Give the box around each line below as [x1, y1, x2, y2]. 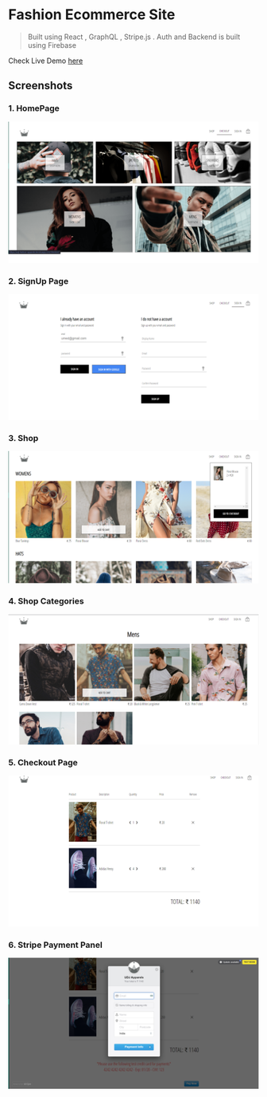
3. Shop [8, 432, 39, 443]
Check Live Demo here [8, 56, 83, 65]
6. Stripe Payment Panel [8, 939, 103, 950]
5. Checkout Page [8, 757, 78, 768]
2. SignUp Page [8, 275, 69, 286]
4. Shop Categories [8, 596, 85, 607]
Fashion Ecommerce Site [8, 6, 176, 24]
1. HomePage [8, 103, 60, 114]
